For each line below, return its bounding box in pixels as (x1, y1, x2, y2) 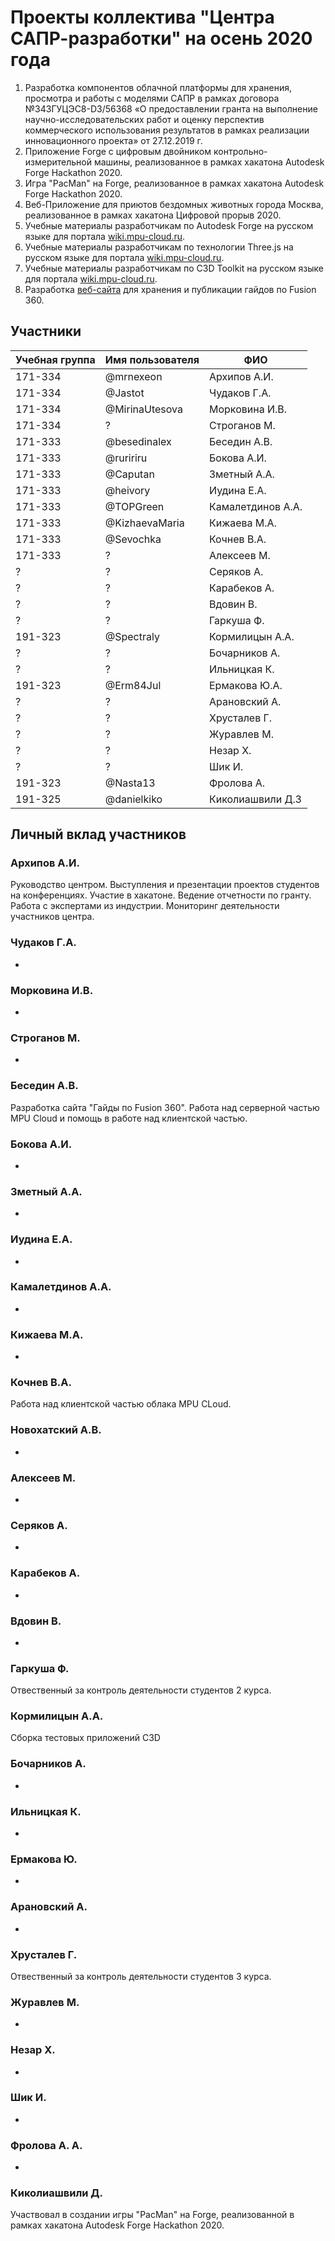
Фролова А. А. (10, 2138, 83, 2152)
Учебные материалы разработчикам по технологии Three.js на (24, 241, 294, 253)
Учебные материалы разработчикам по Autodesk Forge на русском (24, 219, 314, 231)
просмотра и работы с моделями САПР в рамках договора (24, 92, 280, 104)
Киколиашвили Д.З (209, 792, 302, 806)
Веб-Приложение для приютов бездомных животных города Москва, (24, 198, 324, 210)
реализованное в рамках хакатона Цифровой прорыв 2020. (24, 209, 282, 221)
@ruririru (104, 451, 148, 465)
